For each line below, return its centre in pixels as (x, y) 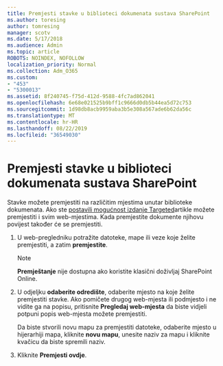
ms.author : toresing (37, 20)
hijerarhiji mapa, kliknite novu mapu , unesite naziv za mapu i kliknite (114, 334)
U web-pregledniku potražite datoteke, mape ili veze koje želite (106, 238)
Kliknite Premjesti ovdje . (52, 355)
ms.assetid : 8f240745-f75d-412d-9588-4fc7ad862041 (81, 97)
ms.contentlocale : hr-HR (43, 122)
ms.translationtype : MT (41, 115)
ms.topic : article (33, 52)
